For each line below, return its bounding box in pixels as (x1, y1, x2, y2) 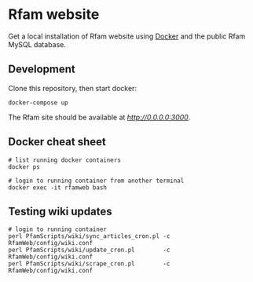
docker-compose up (8, 98, 68, 107)
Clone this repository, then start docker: (8, 83, 137, 93)
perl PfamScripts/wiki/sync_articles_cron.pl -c (8, 233, 170, 240)
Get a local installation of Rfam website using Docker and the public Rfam (8, 31, 246, 41)
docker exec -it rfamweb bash (8, 183, 108, 192)
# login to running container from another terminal (8, 177, 185, 185)
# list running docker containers (8, 156, 122, 164)
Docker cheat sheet (8, 135, 106, 148)
